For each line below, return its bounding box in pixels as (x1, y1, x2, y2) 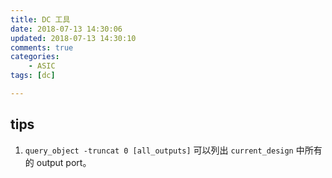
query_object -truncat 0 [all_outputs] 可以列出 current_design (24, 144, 294, 156)
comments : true (10, 42, 74, 53)
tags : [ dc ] (10, 71, 56, 81)
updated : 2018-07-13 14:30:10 (10, 33, 137, 43)
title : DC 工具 (10, 14, 71, 25)
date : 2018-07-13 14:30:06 (10, 24, 123, 34)
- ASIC (28, 61, 56, 71)
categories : (10, 52, 60, 62)
